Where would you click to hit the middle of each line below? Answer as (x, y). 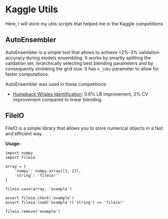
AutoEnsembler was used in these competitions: (56, 84)
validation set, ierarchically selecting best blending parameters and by (79, 63)
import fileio (20, 157)
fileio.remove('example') (33, 211)
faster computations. (27, 74)
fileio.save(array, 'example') (39, 189)
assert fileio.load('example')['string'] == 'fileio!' (65, 202)
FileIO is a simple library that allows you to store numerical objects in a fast (84, 128)
